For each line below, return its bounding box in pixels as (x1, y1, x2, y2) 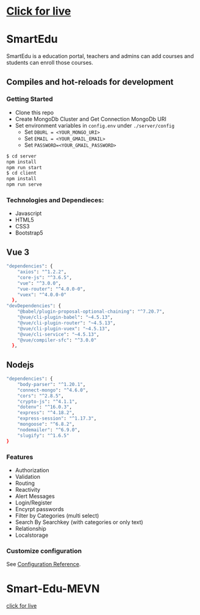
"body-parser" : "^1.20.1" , (17, 381, 86, 387)
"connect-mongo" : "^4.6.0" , (17, 387, 88, 393)
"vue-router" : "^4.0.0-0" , (17, 286, 86, 292)
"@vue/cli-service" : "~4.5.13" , (17, 331, 99, 337)
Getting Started (6, 95, 53, 103)
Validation (15, 473, 41, 480)
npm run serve (6, 181, 43, 187)
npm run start (6, 164, 43, 170)
